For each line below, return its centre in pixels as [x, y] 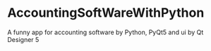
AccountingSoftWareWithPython [106, 13]
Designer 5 [23, 39]
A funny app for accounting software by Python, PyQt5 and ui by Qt [105, 32]
